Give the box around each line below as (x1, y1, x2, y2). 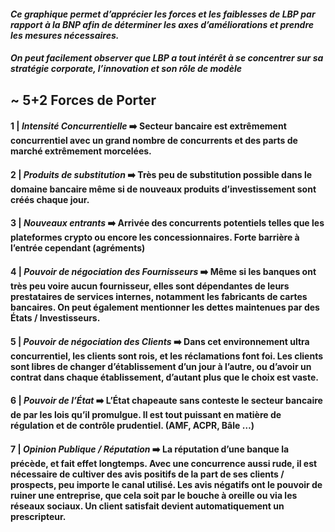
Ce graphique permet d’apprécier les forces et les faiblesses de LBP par (10, 8, 316, 20)
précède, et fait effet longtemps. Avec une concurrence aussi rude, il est (10, 457, 318, 469)
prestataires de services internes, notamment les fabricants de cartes (10, 290, 308, 302)
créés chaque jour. (10, 193, 90, 205)
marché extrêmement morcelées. (10, 145, 152, 157)
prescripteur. (10, 510, 67, 522)
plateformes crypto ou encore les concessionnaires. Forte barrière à (10, 231, 300, 244)
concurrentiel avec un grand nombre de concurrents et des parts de (10, 135, 298, 147)
